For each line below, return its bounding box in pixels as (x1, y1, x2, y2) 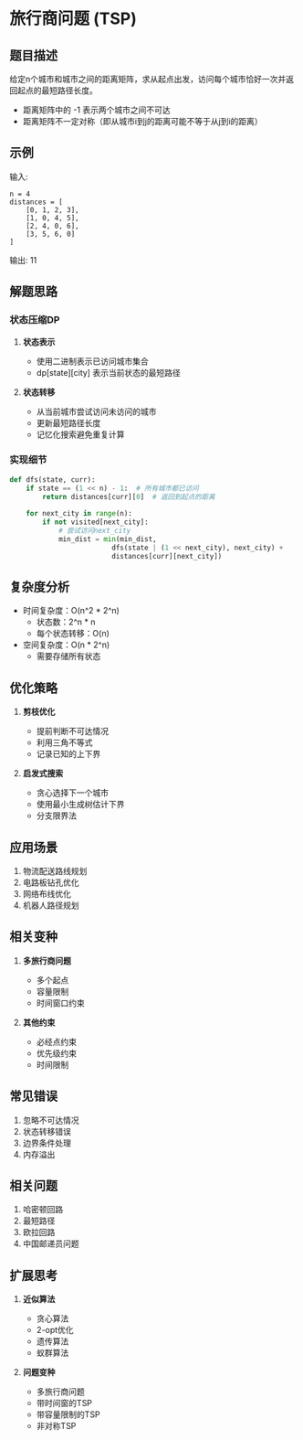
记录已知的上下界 (36, 749, 101, 760)
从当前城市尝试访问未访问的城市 (36, 406, 157, 417)
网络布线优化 (22, 888, 71, 899)
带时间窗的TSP (36, 1398, 93, 1409)
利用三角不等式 (36, 737, 93, 748)
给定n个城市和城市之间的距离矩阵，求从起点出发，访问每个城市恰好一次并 (9, 74, 287, 84)
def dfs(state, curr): (9, 475, 96, 485)
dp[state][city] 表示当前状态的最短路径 (36, 367, 181, 378)
